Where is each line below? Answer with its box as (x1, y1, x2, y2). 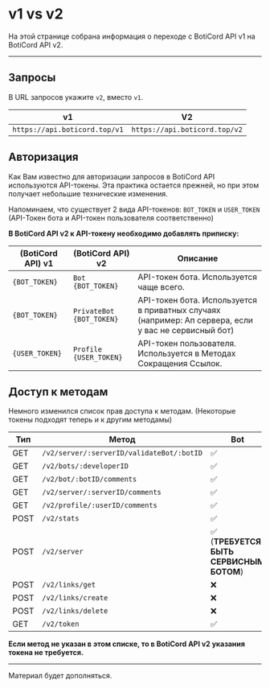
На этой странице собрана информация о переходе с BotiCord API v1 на (8, 31, 256, 41)
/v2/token (41, 620, 80, 628)
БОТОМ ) (210, 566, 243, 578)
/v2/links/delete (41, 607, 108, 616)
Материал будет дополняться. (8, 671, 112, 681)
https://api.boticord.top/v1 (12, 125, 124, 134)
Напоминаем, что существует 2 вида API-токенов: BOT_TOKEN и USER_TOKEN (8, 204, 260, 214)
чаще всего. (137, 281, 185, 292)
